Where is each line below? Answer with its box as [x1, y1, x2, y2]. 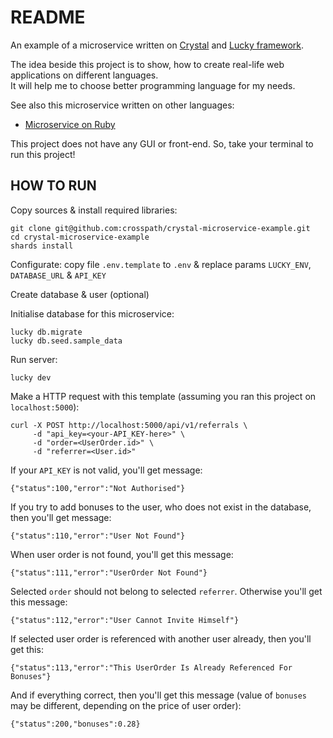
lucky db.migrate [10, 327, 83, 337]
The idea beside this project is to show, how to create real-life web [10, 58, 285, 70]
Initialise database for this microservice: [10, 307, 175, 320]
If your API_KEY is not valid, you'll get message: [10, 464, 203, 476]
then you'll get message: [10, 511, 112, 523]
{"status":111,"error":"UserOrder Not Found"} [10, 567, 208, 578]
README [10, 6, 86, 29]
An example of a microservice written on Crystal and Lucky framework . [10, 39, 305, 51]
